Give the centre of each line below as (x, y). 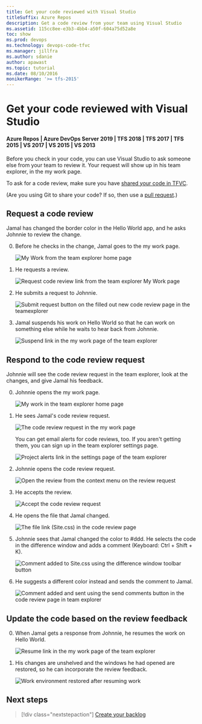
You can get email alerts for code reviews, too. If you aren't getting (98, 439)
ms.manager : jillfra (32, 51)
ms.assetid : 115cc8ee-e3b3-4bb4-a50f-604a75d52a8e (71, 29)
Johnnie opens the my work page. (58, 392)
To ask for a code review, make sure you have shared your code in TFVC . (97, 183)
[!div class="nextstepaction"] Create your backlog (83, 714)
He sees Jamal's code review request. (62, 416)
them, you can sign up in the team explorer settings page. (87, 445)
